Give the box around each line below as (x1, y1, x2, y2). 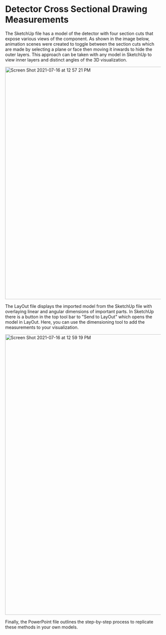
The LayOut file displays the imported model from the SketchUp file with (5, 303, 152, 309)
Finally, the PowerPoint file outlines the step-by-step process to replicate (5, 619, 154, 625)
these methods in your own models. (5, 624, 78, 630)
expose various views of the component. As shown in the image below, (5, 36, 150, 42)
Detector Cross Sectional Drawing (5, 3, 148, 15)
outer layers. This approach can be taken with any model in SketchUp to (5, 51, 152, 58)
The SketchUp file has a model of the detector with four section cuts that (5, 30, 154, 36)
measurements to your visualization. (5, 324, 79, 330)
